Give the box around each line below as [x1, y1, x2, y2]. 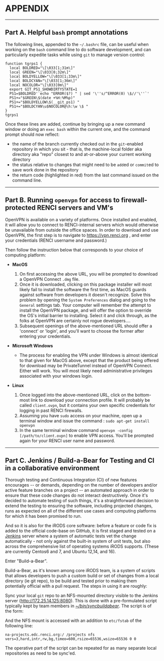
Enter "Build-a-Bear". [5, 558, 48, 564]
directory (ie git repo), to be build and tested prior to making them [5, 578, 137, 584]
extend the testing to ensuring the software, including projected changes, [5, 503, 153, 509]
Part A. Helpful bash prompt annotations [5, 28, 128, 37]
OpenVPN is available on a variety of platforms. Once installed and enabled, [5, 216, 158, 222]
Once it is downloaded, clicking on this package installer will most [19, 281, 152, 287]
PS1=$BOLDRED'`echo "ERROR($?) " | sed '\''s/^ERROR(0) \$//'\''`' [9, 91, 150, 96]
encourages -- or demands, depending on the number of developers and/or [5, 482, 158, 488]
